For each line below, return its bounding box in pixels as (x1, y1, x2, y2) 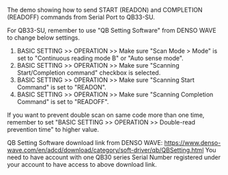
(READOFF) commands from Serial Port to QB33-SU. (7, 13, 156, 21)
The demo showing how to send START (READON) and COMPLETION (7, 6, 203, 14)
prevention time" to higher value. (7, 126, 99, 133)
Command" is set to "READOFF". (16, 98, 109, 105)
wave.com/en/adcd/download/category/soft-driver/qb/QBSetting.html (7, 146, 204, 154)
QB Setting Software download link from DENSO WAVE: (7, 139, 163, 146)
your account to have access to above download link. (7, 161, 157, 168)
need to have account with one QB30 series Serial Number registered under (7, 153, 220, 161)
